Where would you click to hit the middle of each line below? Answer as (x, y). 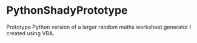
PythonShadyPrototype (67, 10)
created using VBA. (30, 33)
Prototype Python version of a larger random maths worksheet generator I (99, 27)
